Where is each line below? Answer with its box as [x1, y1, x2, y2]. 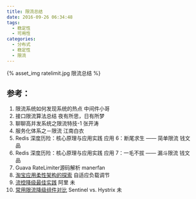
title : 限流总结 [6, 8, 43, 15]
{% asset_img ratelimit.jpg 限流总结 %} [6, 69, 101, 77]
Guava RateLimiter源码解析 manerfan [15, 164, 105, 171]
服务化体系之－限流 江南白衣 [15, 128, 84, 135]
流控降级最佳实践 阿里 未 [15, 179, 75, 186]
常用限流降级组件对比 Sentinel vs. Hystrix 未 [15, 187, 122, 194]
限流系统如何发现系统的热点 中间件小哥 [15, 105, 110, 112]
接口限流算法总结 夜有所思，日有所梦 [15, 113, 105, 120]
